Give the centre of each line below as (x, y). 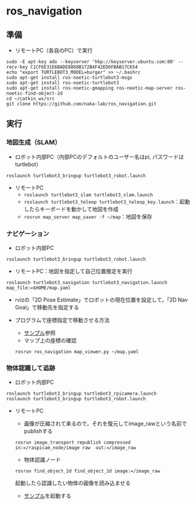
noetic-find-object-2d (34, 93)
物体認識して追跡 (31, 368)
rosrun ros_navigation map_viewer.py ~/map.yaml (77, 352)
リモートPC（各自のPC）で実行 (54, 50)
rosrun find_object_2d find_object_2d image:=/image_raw (88, 471)
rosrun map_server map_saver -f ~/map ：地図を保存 (88, 216)
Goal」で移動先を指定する (47, 307)
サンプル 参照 (40, 333)
